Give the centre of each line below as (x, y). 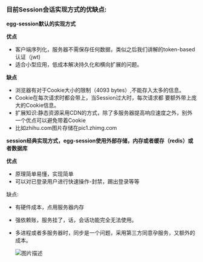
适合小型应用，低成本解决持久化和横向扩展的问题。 (79, 65)
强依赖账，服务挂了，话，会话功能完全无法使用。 (76, 220)
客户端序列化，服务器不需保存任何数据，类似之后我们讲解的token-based (105, 50)
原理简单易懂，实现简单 (44, 174)
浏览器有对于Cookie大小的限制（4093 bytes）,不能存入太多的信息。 (100, 90)
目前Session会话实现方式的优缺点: (56, 9)
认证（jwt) (28, 57)
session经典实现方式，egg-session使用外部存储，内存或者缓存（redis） (97, 141)
